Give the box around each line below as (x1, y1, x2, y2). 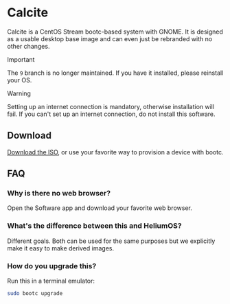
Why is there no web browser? (7, 189, 111, 198)
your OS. (7, 75, 32, 84)
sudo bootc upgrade (7, 290, 63, 297)
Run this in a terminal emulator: (7, 277, 95, 285)
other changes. (7, 42, 50, 50)
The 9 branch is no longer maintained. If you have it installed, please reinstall (7, 69, 224, 77)
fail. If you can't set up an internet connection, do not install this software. (7, 110, 216, 118)
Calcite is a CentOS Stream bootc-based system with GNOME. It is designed (7, 27, 223, 36)
